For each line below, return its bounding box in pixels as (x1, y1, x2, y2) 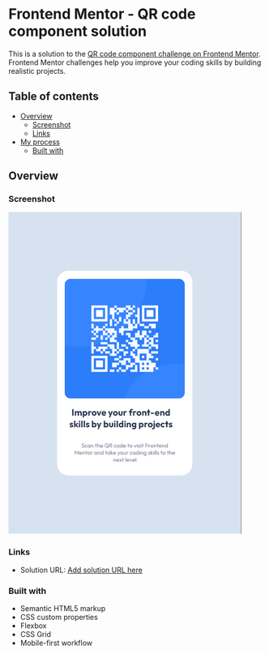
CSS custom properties (19, 613, 99, 622)
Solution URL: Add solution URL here (19, 565, 143, 575)
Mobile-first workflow (19, 638, 93, 648)
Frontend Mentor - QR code (8, 5, 196, 24)
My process (19, 137, 61, 147)
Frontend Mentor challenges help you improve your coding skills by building (8, 58, 262, 67)
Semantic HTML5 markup (19, 604, 106, 613)
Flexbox (19, 621, 47, 630)
